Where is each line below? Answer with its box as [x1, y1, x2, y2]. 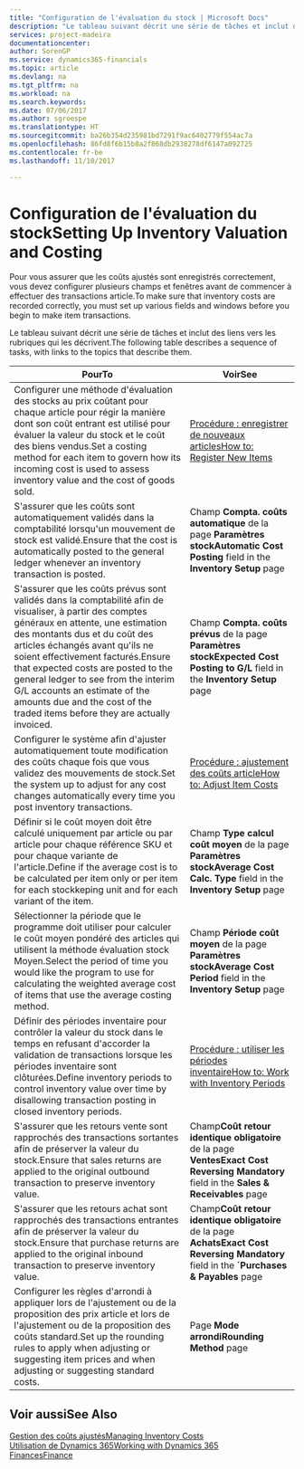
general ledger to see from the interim [14, 673, 175, 686]
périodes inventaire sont [14, 1060, 118, 1073]
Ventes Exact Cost [189, 1154, 269, 1167]
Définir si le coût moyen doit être [14, 816, 152, 828]
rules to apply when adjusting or [14, 1341, 151, 1354]
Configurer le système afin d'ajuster [14, 733, 166, 746]
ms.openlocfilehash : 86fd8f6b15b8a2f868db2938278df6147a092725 [9, 139, 253, 148]
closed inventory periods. [14, 1105, 122, 1118]
